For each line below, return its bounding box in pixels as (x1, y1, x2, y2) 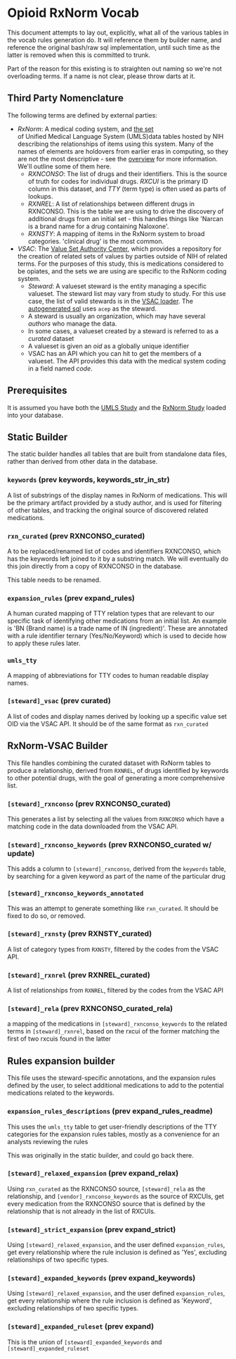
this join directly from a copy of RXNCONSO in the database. (7, 561, 183, 570)
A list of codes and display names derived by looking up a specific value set (7, 712, 227, 720)
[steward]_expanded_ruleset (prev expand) (7, 1322, 155, 1332)
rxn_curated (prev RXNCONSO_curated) (7, 530, 145, 540)
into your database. (7, 411, 64, 419)
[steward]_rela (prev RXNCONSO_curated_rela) (7, 1004, 173, 1014)
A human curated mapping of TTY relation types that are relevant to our (7, 609, 215, 618)
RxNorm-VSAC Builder (7, 740, 108, 752)
